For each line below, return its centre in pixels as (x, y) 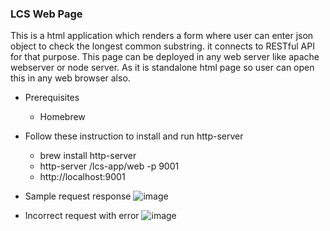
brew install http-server (88, 156)
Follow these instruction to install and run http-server (134, 136)
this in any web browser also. (70, 78)
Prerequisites (52, 98)
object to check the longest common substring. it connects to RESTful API (162, 46)
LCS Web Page (46, 14)
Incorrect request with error (82, 216)
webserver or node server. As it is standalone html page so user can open (162, 68)
